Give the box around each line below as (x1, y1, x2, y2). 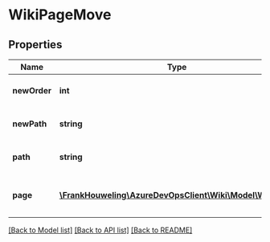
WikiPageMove (8, 6, 112, 24)
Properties (8, 38, 63, 51)
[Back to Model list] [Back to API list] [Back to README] (8, 225, 193, 235)
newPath (12, 118, 47, 129)
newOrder (12, 85, 52, 96)
